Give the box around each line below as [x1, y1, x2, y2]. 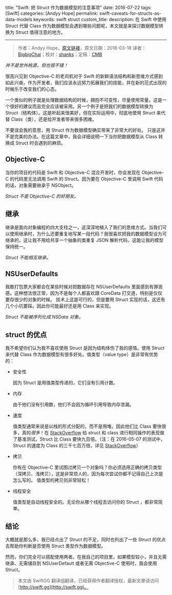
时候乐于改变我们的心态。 [5, 86, 59, 92]
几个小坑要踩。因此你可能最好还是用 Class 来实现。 [5, 303, 114, 309]
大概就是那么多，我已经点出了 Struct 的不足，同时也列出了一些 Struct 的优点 [5, 536, 166, 543]
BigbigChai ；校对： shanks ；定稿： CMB [17, 51, 102, 57]
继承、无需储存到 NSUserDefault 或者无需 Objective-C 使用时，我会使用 [5, 560, 157, 566]
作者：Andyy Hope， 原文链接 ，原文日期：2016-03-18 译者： [17, 45, 146, 51]
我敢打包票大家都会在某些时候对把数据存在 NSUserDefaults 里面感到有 [5, 284, 154, 290]
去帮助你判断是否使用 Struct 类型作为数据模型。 [5, 543, 106, 549]
